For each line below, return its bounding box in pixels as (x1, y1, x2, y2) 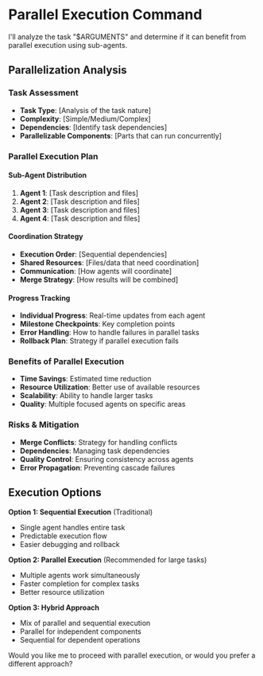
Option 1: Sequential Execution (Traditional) (8, 507, 153, 517)
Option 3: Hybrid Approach (8, 603, 100, 612)
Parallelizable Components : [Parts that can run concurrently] (19, 131, 222, 140)
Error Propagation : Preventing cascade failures (19, 463, 176, 472)
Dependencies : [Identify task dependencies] (19, 122, 168, 132)
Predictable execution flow (19, 531, 107, 541)
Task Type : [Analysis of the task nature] (19, 105, 152, 115)
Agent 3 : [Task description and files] (19, 205, 141, 214)
